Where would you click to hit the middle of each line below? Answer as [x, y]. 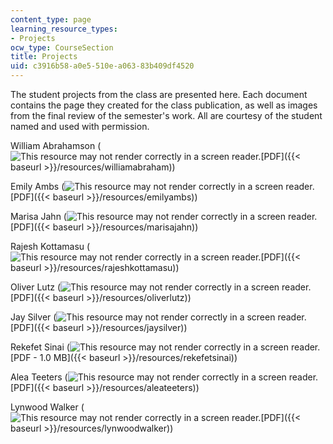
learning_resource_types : [64, 29]
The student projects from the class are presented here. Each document [159, 94]
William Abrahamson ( [56, 145]
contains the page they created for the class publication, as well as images [164, 105]
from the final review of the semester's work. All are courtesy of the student [166, 115]
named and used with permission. [80, 126]
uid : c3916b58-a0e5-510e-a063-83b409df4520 [102, 66]
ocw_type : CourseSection [62, 47]
